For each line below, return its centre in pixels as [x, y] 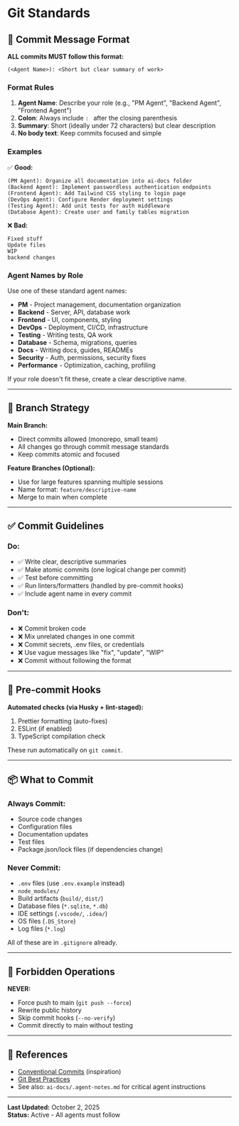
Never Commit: [34, 868]
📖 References [38, 1054]
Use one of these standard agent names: [67, 291]
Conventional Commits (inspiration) [69, 1072]
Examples [25, 152]
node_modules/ [38, 892]
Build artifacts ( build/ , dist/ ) [60, 899]
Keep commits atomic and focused [69, 454]
